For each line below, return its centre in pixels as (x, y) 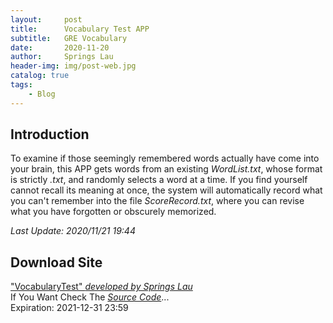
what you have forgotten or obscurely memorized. (113, 212)
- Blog (42, 94)
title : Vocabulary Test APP (80, 29)
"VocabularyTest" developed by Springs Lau (101, 287)
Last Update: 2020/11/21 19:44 (73, 231)
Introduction (50, 134)
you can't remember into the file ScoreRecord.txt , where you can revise (157, 201)
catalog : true (40, 76)
